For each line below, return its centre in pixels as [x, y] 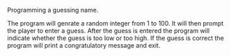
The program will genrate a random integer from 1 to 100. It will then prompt [115, 23]
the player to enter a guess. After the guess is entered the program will [109, 31]
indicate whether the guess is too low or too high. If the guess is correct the [115, 38]
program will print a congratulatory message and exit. [84, 45]
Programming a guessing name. [53, 10]
